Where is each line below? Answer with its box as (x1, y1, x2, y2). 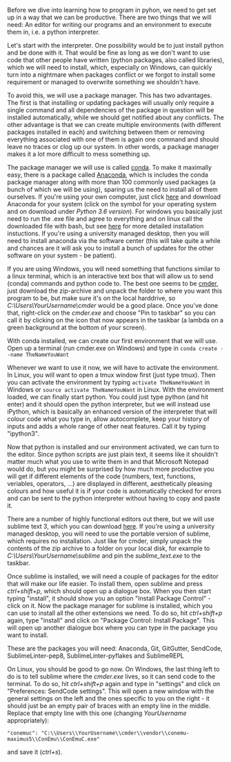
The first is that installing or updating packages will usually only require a (7, 99, 214, 106)
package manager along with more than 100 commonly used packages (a (7, 178, 216, 186)
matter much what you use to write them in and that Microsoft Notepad (7, 458, 209, 465)
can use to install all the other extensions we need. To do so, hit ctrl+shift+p (7, 609, 223, 617)
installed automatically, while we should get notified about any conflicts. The (7, 113, 224, 121)
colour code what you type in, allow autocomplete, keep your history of (7, 415, 210, 423)
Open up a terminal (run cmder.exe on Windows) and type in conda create (7, 344, 218, 352)
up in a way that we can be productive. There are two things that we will (7, 13, 212, 21)
